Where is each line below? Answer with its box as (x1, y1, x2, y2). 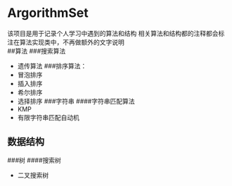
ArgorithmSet (7, 5, 89, 21)
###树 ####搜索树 (7, 156, 62, 164)
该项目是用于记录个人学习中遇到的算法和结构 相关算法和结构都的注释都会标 (7, 29, 225, 37)
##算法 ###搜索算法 (7, 46, 66, 55)
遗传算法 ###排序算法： (17, 61, 87, 70)
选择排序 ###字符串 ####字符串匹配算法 (17, 97, 135, 105)
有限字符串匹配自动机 (17, 113, 79, 121)
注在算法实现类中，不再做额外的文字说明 (7, 37, 124, 46)
